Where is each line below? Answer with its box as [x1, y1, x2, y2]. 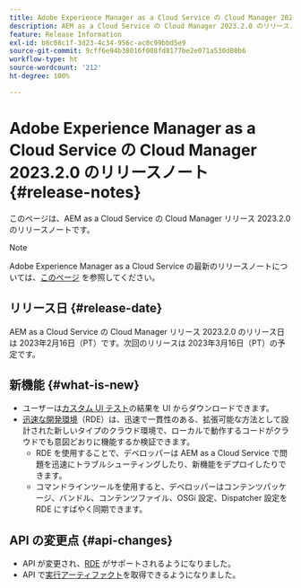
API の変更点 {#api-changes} [9, 532, 173, 548]
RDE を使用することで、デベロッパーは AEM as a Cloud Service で [35, 448, 280, 459]
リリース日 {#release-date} [9, 301, 163, 316]
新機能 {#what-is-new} [9, 377, 140, 392]
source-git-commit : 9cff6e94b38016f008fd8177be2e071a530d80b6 [9, 47, 246, 56]
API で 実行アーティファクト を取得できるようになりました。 [21, 569, 241, 580]
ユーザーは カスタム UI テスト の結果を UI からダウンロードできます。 [21, 403, 275, 414]
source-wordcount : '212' [9, 64, 102, 73]
